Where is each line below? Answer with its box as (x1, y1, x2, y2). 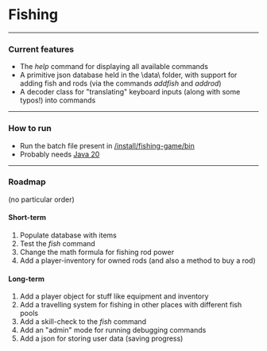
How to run (8, 123, 52, 134)
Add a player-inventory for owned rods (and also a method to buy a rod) (19, 256, 256, 265)
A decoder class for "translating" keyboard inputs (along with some (19, 87, 241, 97)
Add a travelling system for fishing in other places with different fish (19, 300, 242, 310)
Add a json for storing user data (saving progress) (19, 334, 184, 343)
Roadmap (8, 176, 46, 187)
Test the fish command (19, 239, 95, 249)
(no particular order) (8, 195, 75, 204)
